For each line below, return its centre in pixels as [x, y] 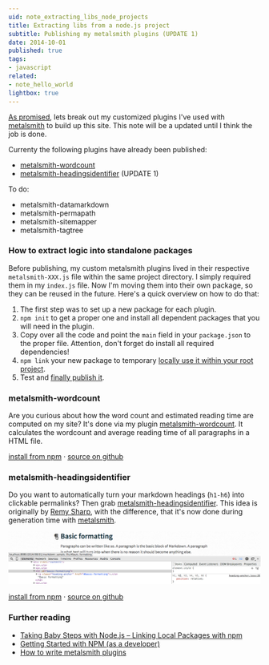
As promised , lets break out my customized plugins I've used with [117, 117]
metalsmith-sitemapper [58, 221]
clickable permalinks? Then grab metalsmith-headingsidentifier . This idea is [133, 503]
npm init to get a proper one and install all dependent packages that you [140, 317]
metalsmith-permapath [58, 213]
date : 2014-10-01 [37, 42]
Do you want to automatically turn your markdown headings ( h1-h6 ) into [126, 495]
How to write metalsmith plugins [73, 652]
